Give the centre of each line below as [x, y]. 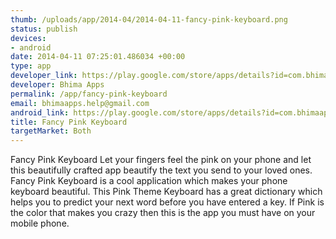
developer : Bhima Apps [57, 85]
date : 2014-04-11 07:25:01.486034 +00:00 [98, 57]
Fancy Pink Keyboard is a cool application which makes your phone [149, 181]
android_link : [40, 112]
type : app [31, 66]
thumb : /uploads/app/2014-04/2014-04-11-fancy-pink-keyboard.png [149, 19]
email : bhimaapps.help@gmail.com [80, 103]
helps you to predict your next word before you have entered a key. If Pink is [167, 202]
